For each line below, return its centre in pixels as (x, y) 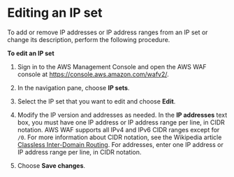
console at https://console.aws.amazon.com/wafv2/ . (93, 74)
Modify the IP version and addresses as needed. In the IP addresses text (122, 115)
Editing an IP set (55, 13)
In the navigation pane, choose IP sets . (73, 87)
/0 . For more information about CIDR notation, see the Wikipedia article (119, 137)
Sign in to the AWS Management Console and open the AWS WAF (112, 66)
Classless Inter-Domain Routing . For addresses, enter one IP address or (120, 144)
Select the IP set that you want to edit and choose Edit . (96, 101)
